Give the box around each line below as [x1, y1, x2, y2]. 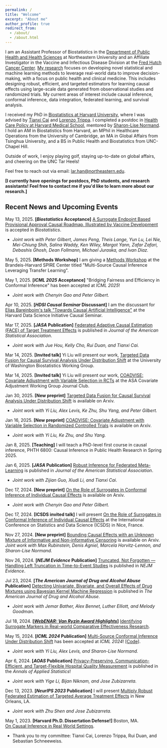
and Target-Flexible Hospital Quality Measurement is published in [24, 663, 158, 669]
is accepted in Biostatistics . [5, 227, 62, 233]
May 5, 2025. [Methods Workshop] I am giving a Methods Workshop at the [5, 257, 160, 263]
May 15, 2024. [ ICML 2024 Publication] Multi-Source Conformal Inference [5, 633, 158, 639]
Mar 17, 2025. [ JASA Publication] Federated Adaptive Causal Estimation [5, 322, 153, 328]
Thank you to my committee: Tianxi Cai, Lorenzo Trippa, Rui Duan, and [12, 733, 157, 739]
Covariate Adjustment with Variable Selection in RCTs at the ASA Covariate [5, 377, 158, 383]
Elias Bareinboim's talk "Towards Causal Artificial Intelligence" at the [5, 307, 145, 313]
